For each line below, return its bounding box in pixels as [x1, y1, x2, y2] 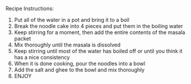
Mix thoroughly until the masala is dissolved [14, 41, 121, 48]
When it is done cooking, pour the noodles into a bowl [14, 60, 146, 67]
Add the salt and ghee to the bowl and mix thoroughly [14, 66, 145, 73]
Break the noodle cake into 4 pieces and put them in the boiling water [14, 23, 183, 29]
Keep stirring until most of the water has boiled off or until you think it [14, 48, 183, 55]
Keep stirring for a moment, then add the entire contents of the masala [14, 29, 186, 36]
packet [14, 35, 31, 42]
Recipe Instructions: [5, 5, 54, 12]
